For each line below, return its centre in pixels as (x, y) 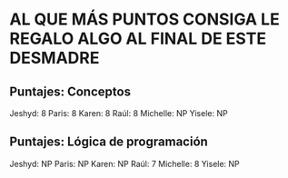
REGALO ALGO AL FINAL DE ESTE (138, 39)
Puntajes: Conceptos (70, 91)
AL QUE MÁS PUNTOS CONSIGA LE (144, 20)
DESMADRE (55, 58)
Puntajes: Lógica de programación (109, 142)
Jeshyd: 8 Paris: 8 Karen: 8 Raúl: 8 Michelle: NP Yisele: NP (119, 113)
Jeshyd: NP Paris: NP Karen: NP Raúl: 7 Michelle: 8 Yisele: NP (125, 163)
